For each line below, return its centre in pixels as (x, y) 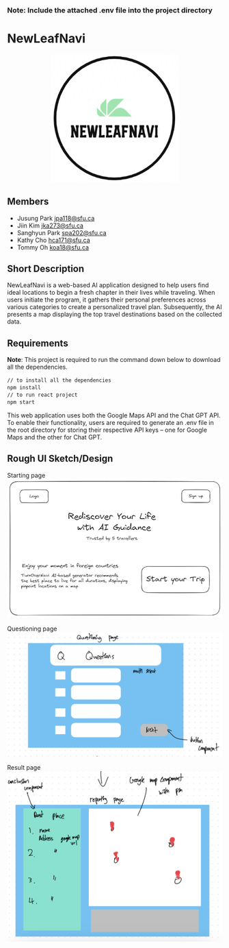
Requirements (38, 343)
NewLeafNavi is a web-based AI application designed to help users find (108, 285)
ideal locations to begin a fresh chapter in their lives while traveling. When (111, 293)
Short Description (46, 269)
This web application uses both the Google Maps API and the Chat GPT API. (114, 415)
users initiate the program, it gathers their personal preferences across (107, 300)
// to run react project (42, 395)
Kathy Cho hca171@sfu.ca (53, 240)
